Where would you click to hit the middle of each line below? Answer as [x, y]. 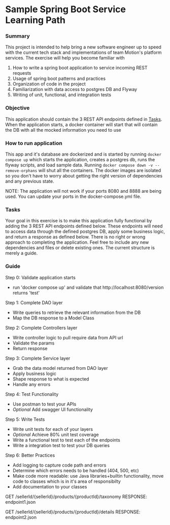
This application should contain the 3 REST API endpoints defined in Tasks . [84, 119]
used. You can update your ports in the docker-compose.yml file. [73, 196]
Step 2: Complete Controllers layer [41, 328]
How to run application [34, 143]
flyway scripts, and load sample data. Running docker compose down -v [79, 165]
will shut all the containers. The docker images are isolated [100, 170]
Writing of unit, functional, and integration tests [62, 95]
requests [22, 73]
